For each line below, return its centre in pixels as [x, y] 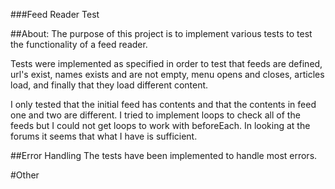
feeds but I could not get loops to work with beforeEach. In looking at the [160, 125]
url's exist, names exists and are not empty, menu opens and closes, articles [167, 74]
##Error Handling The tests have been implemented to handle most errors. [164, 155]
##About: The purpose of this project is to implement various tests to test [161, 33]
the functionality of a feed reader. [79, 44]
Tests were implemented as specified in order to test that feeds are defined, [166, 63]
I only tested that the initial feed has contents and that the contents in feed [163, 104]
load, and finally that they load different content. [109, 85]
